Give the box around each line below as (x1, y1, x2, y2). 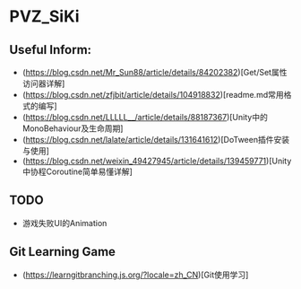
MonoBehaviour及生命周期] (21, 123, 124, 134)
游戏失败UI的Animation (21, 217, 107, 228)
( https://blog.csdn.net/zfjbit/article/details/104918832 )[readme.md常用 (21, 90, 284, 100)
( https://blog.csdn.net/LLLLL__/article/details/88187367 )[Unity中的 (21, 112, 269, 122)
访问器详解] (21, 78, 65, 89)
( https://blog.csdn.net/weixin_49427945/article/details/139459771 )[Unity (21, 155, 292, 166)
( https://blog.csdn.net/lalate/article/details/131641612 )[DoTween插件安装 (21, 135, 289, 144)
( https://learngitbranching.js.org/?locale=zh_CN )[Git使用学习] (21, 269, 249, 280)
